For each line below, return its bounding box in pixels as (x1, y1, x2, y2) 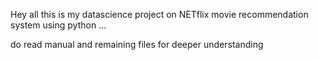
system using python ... (10, 19, 107, 31)
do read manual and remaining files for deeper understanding (10, 39, 264, 50)
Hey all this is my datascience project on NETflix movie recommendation (10, 9, 309, 20)
